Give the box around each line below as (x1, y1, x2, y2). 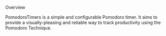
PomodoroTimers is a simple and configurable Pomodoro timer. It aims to (5, 14, 158, 20)
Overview (5, 5, 25, 10)
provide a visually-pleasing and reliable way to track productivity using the (5, 20, 161, 25)
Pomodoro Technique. (5, 25, 52, 31)
